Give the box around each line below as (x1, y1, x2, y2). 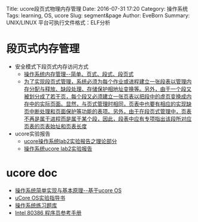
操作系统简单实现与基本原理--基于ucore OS (14, 187, 122, 194)
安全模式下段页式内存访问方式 (14, 63, 89, 70)
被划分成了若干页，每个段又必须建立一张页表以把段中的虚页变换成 (23, 92, 187, 100)
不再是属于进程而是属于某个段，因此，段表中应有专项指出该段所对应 (23, 115, 192, 122)
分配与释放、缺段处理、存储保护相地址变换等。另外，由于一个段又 (29, 85, 192, 92)
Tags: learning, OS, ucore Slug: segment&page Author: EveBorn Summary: (6, 12, 190, 19)
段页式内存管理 (6, 42, 80, 55)
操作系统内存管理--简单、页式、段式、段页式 (23, 70, 134, 78)
